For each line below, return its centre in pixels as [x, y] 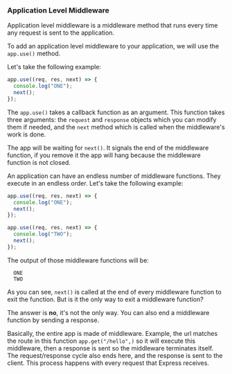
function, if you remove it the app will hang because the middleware [104, 155]
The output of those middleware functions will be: [78, 260]
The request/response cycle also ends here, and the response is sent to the [115, 355]
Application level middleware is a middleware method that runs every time [113, 26]
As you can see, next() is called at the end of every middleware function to [114, 292]
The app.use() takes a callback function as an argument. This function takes [116, 112]
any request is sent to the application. [61, 33]
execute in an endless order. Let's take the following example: [95, 183]
